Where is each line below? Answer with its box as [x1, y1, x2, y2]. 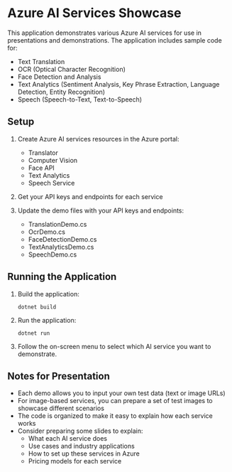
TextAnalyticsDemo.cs [28, 242, 94, 251]
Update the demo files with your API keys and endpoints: [17, 206, 184, 215]
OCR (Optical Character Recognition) [17, 65, 126, 73]
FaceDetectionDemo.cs [28, 235, 97, 243]
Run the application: [17, 316, 77, 324]
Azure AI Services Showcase [7, 5, 182, 21]
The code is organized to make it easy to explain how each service [17, 412, 213, 420]
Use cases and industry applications [28, 442, 135, 451]
